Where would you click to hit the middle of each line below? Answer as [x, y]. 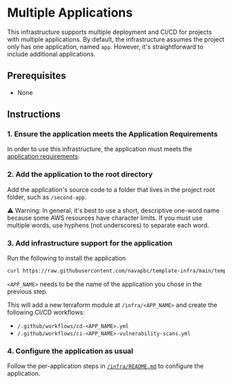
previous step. [28, 291]
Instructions [34, 115]
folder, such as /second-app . [47, 197]
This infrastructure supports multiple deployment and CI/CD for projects [109, 32]
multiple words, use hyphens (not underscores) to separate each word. [108, 225]
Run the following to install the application [67, 259]
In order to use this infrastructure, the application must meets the [100, 149]
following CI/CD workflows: [46, 312]
